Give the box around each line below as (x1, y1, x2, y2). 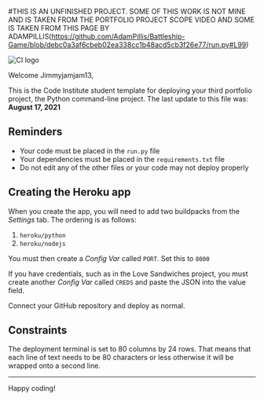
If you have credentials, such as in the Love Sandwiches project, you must (8, 269, 248, 278)
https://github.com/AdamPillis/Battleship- (50, 31, 185, 41)
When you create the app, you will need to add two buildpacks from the (8, 206, 240, 215)
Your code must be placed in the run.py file (19, 145, 160, 156)
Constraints (8, 324, 68, 337)
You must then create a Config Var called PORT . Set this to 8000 (8, 253, 210, 263)
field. (8, 285, 25, 295)
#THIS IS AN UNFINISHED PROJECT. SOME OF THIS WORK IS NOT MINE (8, 7, 246, 16)
